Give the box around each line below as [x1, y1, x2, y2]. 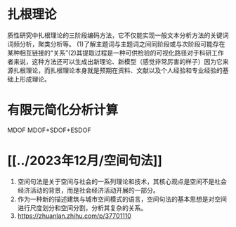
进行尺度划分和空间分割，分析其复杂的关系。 [17, 203, 147, 212]
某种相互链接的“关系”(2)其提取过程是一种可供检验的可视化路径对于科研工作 [7, 48, 225, 57]
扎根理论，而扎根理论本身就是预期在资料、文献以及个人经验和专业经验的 [13, 66, 223, 74]
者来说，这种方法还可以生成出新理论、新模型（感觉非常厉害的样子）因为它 [7, 57, 223, 65]
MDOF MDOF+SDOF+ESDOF [7, 126, 91, 134]
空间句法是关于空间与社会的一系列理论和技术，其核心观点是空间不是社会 [17, 177, 227, 186]
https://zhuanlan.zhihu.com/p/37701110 [17, 212, 131, 220]
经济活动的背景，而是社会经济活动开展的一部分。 [17, 186, 159, 194]
